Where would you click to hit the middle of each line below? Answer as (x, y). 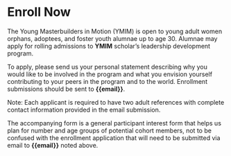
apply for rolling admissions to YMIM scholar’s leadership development (109, 46)
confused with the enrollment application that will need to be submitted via (114, 138)
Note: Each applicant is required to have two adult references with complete (116, 102)
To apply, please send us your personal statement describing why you (108, 67)
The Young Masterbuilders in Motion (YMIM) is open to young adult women (115, 31)
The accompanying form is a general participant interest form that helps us (114, 123)
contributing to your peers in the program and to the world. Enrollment (108, 81)
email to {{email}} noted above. (53, 145)
